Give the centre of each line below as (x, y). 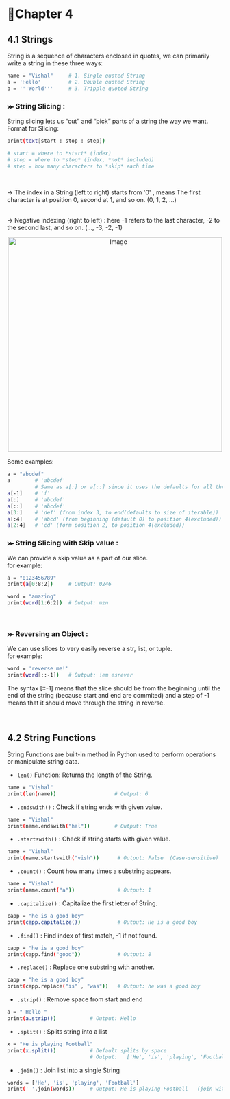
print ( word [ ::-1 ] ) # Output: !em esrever (70, 675)
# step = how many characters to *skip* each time (81, 166)
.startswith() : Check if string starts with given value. (94, 839)
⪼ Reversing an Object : (48, 634)
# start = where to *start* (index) (59, 153)
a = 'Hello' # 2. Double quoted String (76, 82)
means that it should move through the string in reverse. (86, 703)
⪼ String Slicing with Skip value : (63, 543)
